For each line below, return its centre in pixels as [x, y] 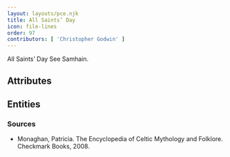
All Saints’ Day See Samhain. [48, 59]
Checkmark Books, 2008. [53, 147]
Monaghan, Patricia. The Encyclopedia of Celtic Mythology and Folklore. [120, 139]
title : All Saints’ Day [41, 20]
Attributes [29, 81]
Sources [21, 124]
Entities [24, 104]
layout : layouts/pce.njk [43, 13]
